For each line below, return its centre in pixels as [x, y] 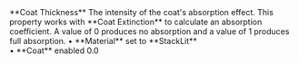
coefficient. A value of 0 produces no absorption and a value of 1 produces [149, 31]
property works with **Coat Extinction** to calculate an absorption [136, 22]
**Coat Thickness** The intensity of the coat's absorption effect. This [142, 12]
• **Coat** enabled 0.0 [54, 50]
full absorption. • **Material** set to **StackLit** [104, 41]
